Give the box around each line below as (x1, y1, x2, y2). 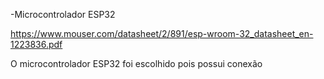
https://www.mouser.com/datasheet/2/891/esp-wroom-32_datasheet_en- (10, 28, 314, 39)
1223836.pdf (10, 39, 63, 50)
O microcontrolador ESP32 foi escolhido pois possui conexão (10, 58, 263, 69)
